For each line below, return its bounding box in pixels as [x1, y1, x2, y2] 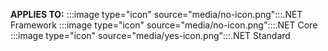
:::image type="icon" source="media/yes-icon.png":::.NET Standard [10, 30, 291, 41]
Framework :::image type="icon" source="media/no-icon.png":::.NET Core [10, 19, 318, 31]
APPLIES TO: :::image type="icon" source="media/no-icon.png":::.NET [10, 9, 303, 20]
